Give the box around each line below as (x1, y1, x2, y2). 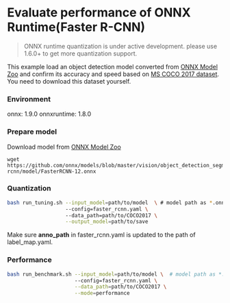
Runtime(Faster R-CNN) (7, 19, 146, 35)
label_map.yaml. (7, 238, 53, 246)
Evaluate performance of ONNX (7, 5, 191, 21)
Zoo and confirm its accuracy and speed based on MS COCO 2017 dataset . (7, 70, 220, 78)
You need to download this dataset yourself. (7, 77, 131, 85)
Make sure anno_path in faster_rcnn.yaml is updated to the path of (7, 231, 196, 239)
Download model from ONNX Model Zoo (7, 143, 121, 151)
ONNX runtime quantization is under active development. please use (23, 42, 218, 50)
